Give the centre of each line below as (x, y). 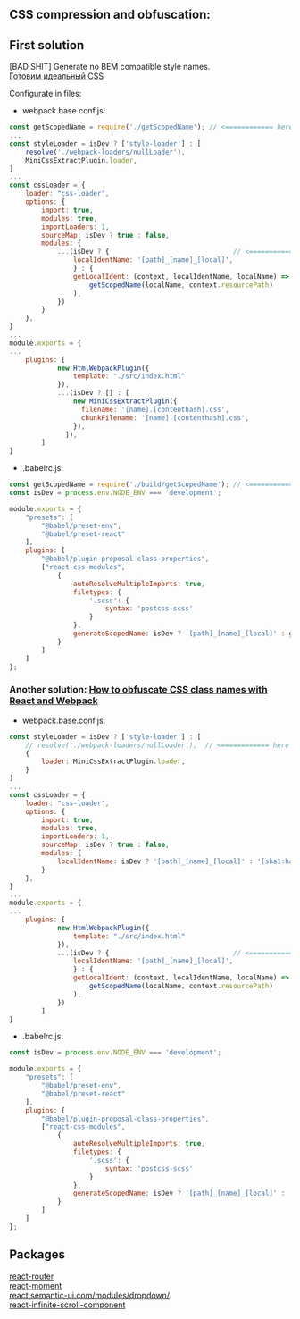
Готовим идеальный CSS (57, 76)
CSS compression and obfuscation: (110, 15)
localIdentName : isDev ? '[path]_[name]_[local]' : (155, 861)
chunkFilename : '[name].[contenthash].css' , (165, 418)
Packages (37, 1255)
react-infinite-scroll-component (67, 1305)
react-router (32, 1276)
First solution (47, 45)
